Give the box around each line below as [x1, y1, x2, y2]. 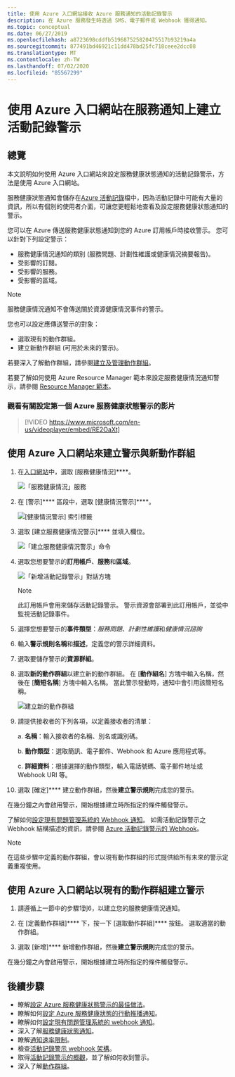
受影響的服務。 [17, 267, 61, 275]
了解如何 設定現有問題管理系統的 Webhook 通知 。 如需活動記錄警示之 [7, 815, 206, 824]
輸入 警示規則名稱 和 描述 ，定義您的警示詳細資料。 [17, 639, 159, 648]
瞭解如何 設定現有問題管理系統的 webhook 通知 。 [17, 1018, 159, 1026]
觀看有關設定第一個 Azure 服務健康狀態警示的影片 [7, 401, 175, 411]
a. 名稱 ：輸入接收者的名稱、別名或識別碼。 [17, 731, 142, 740]
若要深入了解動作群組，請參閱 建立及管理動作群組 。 [7, 358, 155, 367]
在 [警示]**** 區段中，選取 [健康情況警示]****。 [17, 497, 156, 505]
